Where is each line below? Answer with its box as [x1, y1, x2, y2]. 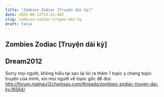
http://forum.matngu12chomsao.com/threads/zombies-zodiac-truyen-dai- [5, 81, 159, 87]
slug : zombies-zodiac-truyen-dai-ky [5, 17, 82, 22]
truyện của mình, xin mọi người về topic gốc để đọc [5, 76, 112, 82]
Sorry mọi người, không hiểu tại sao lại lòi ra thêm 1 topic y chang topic [5, 70, 152, 76]
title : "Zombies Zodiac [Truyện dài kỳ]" [5, 7, 94, 13]
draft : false [5, 21, 33, 27]
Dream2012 [5, 57, 42, 66]
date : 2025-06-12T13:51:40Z [5, 12, 64, 17]
